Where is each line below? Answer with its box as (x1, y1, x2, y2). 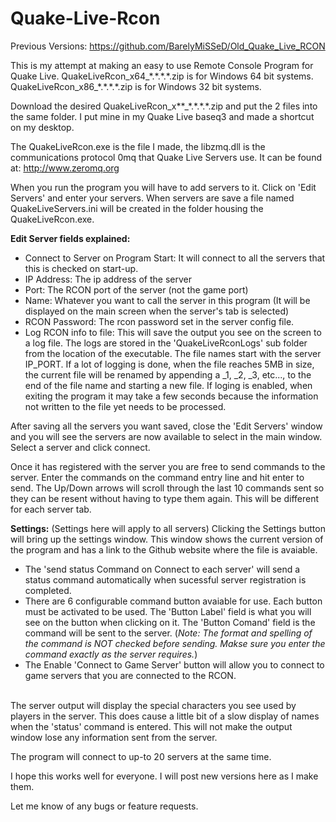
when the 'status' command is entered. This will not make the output (10, 720, 293, 732)
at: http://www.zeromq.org (10, 162, 120, 174)
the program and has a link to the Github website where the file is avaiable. (10, 543, 318, 556)
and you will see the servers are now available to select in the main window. (10, 430, 323, 442)
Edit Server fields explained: (10, 232, 131, 244)
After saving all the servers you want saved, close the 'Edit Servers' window (10, 420, 323, 432)
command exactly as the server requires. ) (24, 648, 198, 660)
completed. (24, 584, 72, 596)
